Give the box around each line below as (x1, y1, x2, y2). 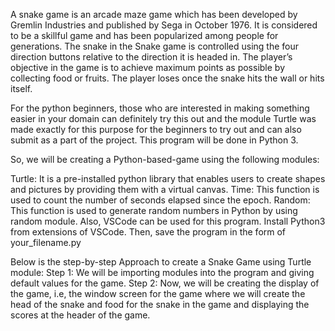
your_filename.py (10, 237, 82, 248)
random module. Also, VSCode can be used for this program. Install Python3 (10, 215, 326, 227)
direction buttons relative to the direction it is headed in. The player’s (10, 51, 293, 63)
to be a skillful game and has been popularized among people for (10, 30, 279, 41)
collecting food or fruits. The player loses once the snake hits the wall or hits (10, 72, 325, 84)
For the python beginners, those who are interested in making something (10, 102, 310, 114)
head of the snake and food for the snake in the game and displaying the (10, 299, 310, 310)
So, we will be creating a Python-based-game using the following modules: (10, 154, 320, 165)
